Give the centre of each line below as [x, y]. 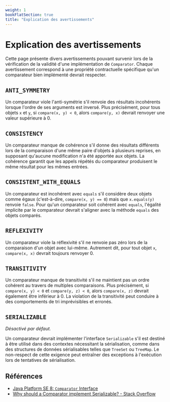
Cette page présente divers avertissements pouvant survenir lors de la [79, 59]
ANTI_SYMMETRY [27, 90]
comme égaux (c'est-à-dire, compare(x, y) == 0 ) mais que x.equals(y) [80, 199]
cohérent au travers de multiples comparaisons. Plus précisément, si [77, 285]
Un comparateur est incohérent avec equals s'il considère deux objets [79, 193]
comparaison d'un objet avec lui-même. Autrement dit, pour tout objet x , [81, 248]
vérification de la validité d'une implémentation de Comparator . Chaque [79, 64]
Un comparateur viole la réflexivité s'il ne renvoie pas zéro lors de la [76, 242]
